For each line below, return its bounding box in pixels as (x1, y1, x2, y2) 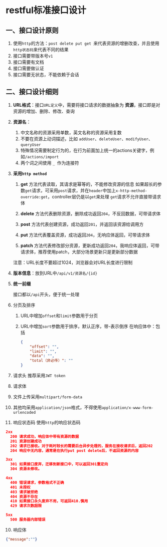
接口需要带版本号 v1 (13, 53, 53, 59)
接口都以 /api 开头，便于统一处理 (13, 291, 80, 297)
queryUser (20, 142, 42, 147)
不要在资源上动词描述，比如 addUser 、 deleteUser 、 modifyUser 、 (20, 136, 153, 142)
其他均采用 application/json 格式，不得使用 (13, 404, 102, 411)
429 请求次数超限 (10, 503, 42, 508)
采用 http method (13, 170, 47, 176)
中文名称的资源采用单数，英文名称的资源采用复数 (20, 129, 122, 135)
